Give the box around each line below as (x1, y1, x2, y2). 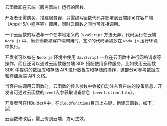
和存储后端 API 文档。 (5, 73, 50, 79)
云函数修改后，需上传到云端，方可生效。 (5, 116, 88, 121)
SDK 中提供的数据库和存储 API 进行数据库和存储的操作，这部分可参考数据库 (5, 67, 160, 73)
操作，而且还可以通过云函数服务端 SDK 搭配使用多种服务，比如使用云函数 (5, 61, 156, 66)
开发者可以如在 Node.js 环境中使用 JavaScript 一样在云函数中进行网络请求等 (5, 54, 162, 60)
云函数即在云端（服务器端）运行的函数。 (5, 4, 88, 10)
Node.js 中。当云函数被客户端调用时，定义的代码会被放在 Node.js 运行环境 (5, 38, 158, 43)
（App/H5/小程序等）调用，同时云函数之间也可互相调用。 (5, 21, 123, 27)
